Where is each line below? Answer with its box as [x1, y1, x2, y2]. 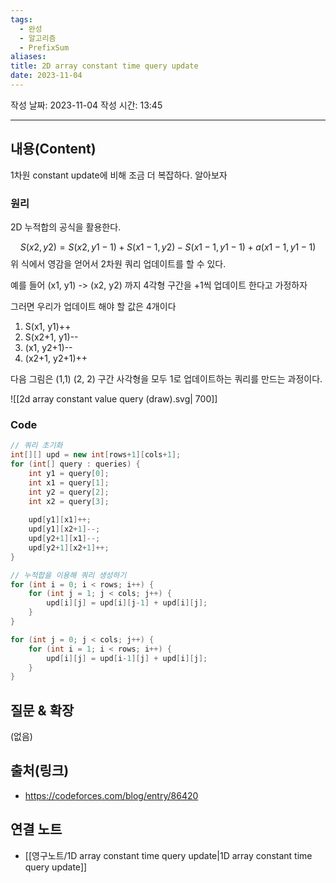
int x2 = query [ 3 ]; [28, 496, 110, 506]
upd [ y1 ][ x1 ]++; [28, 515, 92, 525]
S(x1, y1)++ [24, 320, 72, 332]
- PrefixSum [19, 42, 70, 53]
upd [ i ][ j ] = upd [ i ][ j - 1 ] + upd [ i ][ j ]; [46, 598, 208, 608]
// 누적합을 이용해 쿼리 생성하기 [10, 570, 127, 580]
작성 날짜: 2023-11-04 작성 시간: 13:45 [10, 99, 163, 111]
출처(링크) [10, 762, 70, 780]
